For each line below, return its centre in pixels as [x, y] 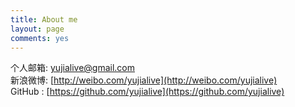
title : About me [44, 19]
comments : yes [40, 38]
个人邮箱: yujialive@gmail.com [73, 68]
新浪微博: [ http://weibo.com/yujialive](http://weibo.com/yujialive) [144, 80]
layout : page [37, 29]
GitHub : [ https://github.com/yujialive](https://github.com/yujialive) [147, 92]
